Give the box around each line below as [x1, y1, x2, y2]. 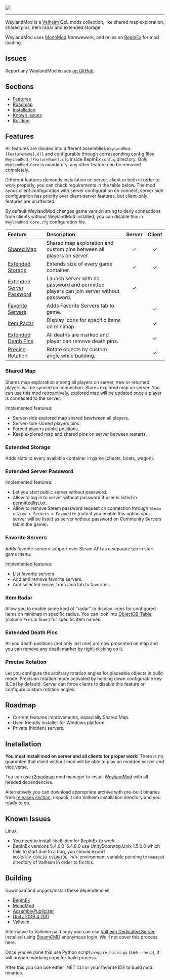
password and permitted [46, 281, 105, 288]
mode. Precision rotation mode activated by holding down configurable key [5, 675, 162, 682]
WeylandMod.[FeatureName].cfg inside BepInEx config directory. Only [5, 156, 148, 162]
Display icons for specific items [46, 317, 121, 324]
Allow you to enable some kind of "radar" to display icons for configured [5, 606, 156, 612]
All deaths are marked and [46, 331, 109, 338]
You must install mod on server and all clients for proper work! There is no [5, 753, 163, 760]
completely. [5, 167, 30, 173]
